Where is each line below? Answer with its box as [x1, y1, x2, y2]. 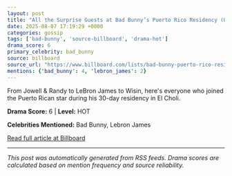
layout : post [7, 10, 45, 17]
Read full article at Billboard [7, 133, 86, 142]
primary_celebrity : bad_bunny [7, 49, 95, 56]
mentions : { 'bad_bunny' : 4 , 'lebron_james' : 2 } [7, 67, 147, 74]
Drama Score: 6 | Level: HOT [7, 107, 91, 115]
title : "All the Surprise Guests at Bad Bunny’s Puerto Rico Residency [7, 16, 217, 23]
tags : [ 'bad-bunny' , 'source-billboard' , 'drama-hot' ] [7, 36, 168, 43]
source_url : [7, 61, 41, 68]
